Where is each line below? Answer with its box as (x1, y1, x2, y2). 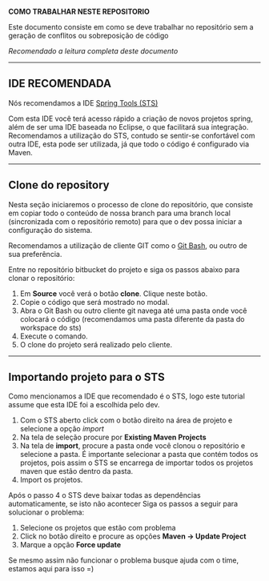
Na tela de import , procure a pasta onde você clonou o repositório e (19, 441, 246, 451)
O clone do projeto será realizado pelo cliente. (19, 339, 173, 349)
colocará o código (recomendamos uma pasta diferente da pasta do (19, 314, 245, 323)
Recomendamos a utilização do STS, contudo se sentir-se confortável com (8, 130, 255, 140)
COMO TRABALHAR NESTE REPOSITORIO (8, 7, 150, 16)
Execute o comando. (19, 331, 88, 341)
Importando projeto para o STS (8, 371, 166, 384)
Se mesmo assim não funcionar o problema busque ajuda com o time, (8, 555, 239, 565)
